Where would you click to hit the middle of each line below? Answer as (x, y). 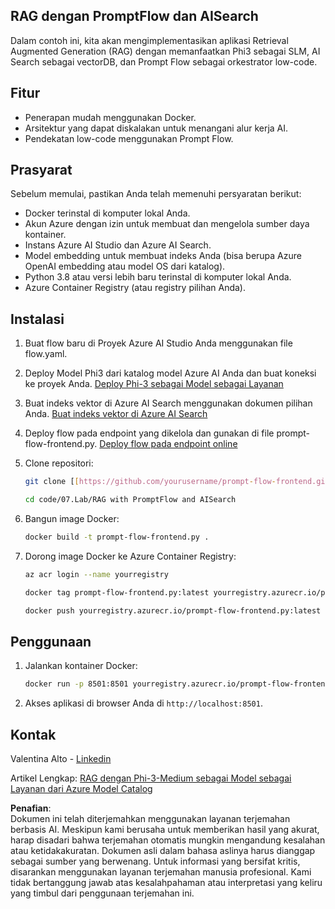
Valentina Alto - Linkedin (61, 758)
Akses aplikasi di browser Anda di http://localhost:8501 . (143, 703)
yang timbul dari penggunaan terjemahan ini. (102, 893)
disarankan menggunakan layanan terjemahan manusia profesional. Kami (161, 872)
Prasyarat (41, 170)
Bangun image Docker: (72, 518)
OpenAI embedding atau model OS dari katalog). (125, 266)
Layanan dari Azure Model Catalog (81, 788)
